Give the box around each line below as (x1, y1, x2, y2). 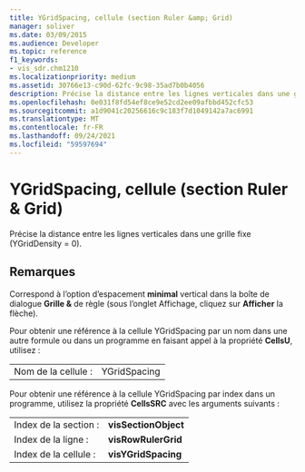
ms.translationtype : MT (9, 114, 100, 123)
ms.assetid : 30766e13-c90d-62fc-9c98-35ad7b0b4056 (9, 81, 205, 90)
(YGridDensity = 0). (9, 238, 83, 249)
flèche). (9, 308, 39, 319)
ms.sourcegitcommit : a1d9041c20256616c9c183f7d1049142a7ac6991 (9, 106, 254, 115)
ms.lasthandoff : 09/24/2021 (9, 132, 116, 141)
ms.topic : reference (9, 47, 88, 56)
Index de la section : (14, 418, 100, 431)
